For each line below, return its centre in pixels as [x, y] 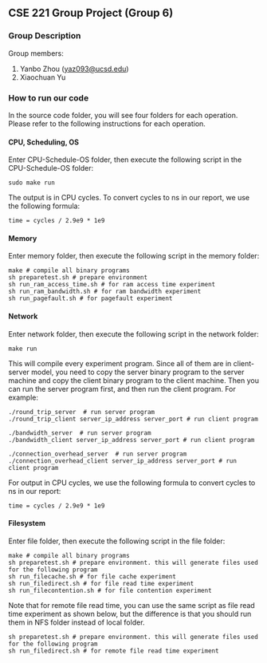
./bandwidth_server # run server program [80, 433]
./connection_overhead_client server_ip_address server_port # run [123, 461]
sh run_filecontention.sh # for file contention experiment [110, 590]
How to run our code [49, 97]
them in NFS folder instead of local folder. [77, 622]
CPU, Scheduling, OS [44, 142]
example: [23, 397]
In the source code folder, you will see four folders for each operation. [123, 115]
